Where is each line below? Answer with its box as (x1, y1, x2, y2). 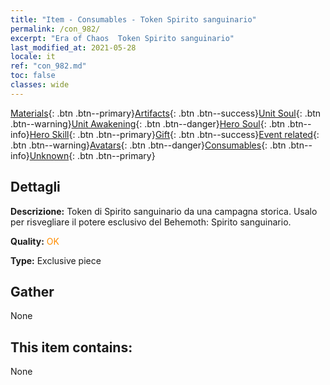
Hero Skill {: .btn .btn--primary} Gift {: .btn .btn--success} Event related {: (29, 128, 320, 140)
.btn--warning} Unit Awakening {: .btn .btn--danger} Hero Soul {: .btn (10, 117, 286, 130)
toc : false (10, 71, 56, 81)
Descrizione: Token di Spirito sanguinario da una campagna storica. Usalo (10, 205, 318, 217)
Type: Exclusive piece (10, 254, 102, 266)
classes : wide (10, 80, 70, 90)
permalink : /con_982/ (10, 24, 101, 34)
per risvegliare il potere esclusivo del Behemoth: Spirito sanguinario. (10, 216, 292, 228)
